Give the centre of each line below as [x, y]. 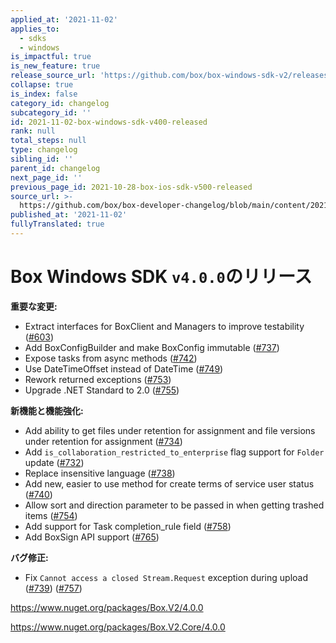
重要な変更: [34, 306]
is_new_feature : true [55, 66]
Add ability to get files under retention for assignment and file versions [170, 430]
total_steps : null [48, 141]
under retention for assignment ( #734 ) [103, 441]
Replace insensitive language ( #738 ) [100, 473]
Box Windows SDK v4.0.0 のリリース [161, 277]
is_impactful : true [51, 57]
